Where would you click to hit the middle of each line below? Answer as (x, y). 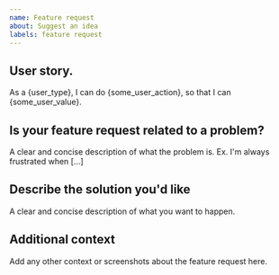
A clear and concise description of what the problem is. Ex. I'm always (139, 152)
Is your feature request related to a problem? (137, 130)
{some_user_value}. (46, 102)
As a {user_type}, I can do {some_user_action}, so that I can (120, 93)
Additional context (62, 240)
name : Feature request (52, 18)
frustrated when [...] (46, 161)
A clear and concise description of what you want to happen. (122, 211)
